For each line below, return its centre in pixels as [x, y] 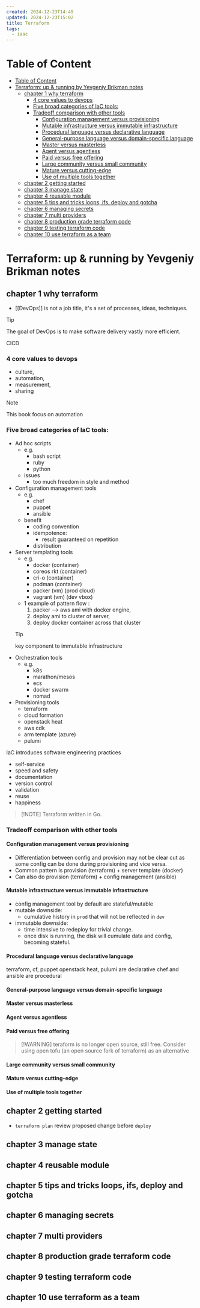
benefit [33, 520]
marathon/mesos [54, 677]
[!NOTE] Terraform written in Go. [61, 814]
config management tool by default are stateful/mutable [84, 904]
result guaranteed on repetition [80, 539]
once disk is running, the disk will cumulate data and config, [98, 936]
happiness [28, 803]
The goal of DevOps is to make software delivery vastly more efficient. [93, 331]
